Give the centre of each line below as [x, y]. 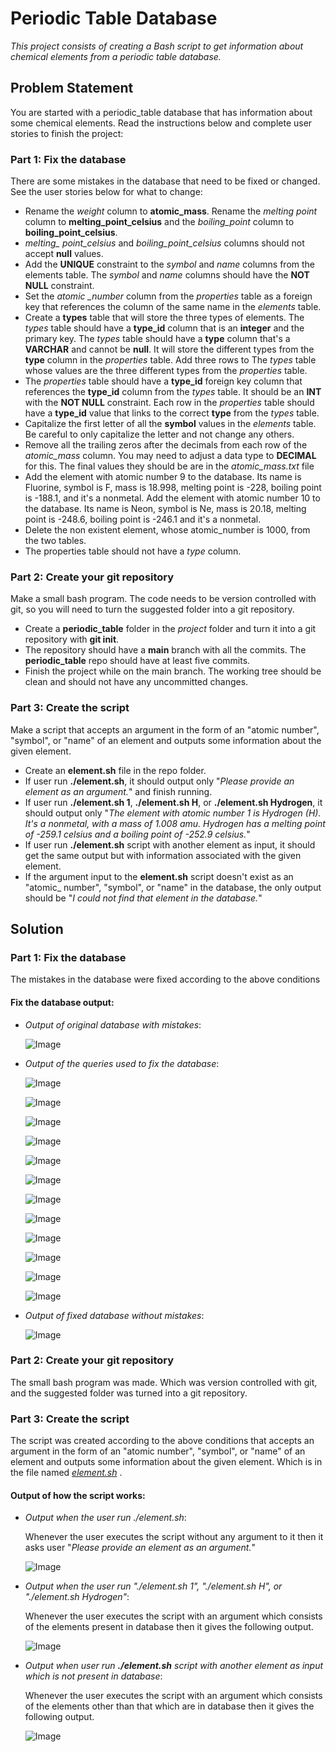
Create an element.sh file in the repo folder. [115, 770]
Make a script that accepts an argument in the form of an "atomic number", [165, 729]
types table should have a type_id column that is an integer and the [164, 328]
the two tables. [55, 541]
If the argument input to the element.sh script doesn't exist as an [159, 876]
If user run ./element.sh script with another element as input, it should [170, 844]
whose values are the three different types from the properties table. [166, 371]
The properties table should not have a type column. [133, 551]
